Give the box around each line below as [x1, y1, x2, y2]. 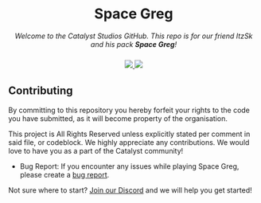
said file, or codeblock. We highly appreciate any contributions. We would [8, 137, 250, 147]
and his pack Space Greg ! [90, 39, 177, 49]
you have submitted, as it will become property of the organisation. [8, 113, 228, 123]
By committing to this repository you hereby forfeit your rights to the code [8, 105, 251, 115]
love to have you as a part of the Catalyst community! [8, 146, 184, 155]
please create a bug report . [19, 170, 110, 179]
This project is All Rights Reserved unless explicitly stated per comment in [8, 129, 251, 139]
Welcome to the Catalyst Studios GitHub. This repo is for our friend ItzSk [14, 31, 253, 41]
